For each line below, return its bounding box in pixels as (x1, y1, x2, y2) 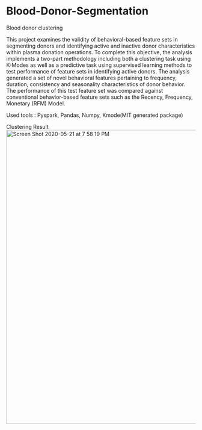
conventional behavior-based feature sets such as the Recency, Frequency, (6, 93, 194, 101)
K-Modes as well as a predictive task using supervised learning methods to (6, 61, 192, 69)
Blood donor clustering (6, 24, 63, 31)
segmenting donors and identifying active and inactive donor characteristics (6, 42, 195, 49)
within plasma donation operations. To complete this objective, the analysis (6, 48, 192, 55)
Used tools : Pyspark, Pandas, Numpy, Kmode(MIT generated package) (6, 111, 183, 119)
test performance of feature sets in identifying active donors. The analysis (6, 67, 190, 75)
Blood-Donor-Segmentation (6, 4, 149, 18)
